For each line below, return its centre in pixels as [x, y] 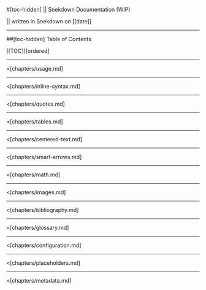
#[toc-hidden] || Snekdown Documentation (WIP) [68, 10]
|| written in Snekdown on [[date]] [49, 21]
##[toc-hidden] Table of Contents [49, 39]
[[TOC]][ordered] [28, 51]
